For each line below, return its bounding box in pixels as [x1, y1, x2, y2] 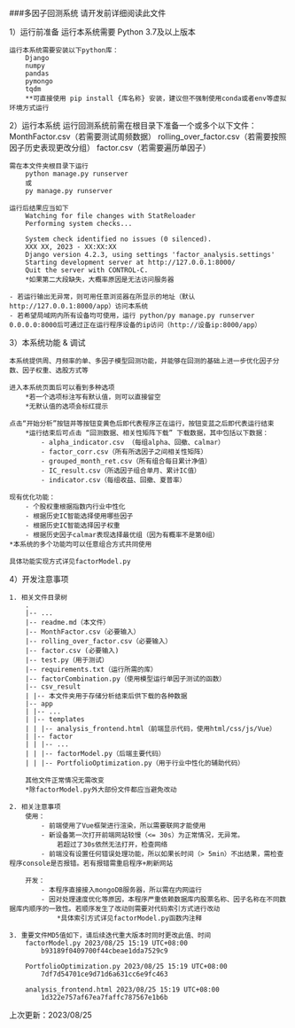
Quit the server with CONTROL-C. [25, 266, 149, 275]
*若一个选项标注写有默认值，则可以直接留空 [25, 393, 161, 401]
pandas [25, 69, 50, 78]
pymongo [25, 77, 53, 86]
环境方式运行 [9, 104, 50, 113]
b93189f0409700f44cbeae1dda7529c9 [41, 946, 168, 955]
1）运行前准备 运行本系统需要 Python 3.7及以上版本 [9, 27, 197, 37]
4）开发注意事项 [9, 574, 69, 584]
